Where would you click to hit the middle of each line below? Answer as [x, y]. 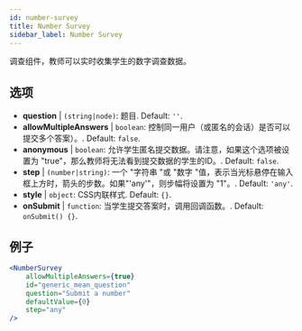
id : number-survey [44, 18]
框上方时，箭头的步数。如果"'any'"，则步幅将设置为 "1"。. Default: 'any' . [158, 184]
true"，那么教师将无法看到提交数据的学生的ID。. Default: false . [162, 161]
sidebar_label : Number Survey [66, 34]
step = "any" [46, 310]
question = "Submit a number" [78, 293]
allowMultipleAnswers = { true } [80, 276]
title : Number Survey [50, 26]
